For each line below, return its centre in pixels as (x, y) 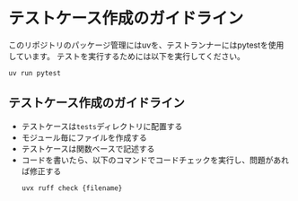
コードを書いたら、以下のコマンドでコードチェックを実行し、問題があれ (155, 160)
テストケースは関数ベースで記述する (88, 148)
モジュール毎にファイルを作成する (84, 137)
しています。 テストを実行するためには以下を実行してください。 (127, 56)
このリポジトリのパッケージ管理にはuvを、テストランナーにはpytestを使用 (146, 45)
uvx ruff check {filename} (72, 188)
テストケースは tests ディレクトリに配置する (102, 126)
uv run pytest (35, 73)
